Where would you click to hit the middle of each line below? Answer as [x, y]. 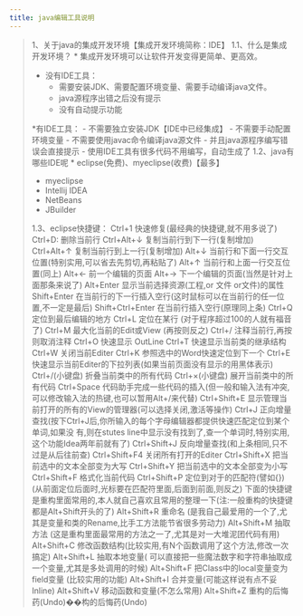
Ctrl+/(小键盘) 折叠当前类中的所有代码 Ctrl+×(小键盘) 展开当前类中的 [159, 375]
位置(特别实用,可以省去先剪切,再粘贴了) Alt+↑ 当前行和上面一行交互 [157, 262]
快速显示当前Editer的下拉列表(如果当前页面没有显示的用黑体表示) [152, 364]
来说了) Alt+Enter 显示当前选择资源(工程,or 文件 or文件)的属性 [170, 284]
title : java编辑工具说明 [52, 18]
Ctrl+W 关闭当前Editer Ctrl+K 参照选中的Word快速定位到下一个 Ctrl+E [161, 352]
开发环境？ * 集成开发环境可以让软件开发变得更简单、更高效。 [147, 56]
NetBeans [63, 199]
